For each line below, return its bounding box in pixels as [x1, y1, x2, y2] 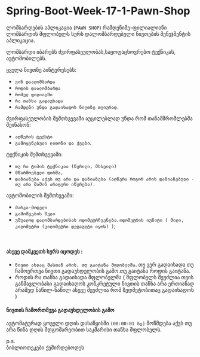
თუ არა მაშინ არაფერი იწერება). [14, 181, 96, 187]
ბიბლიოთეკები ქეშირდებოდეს [6, 344, 85, 351]
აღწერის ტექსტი [14, 133, 53, 140]
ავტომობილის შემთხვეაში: [6, 191, 74, 199]
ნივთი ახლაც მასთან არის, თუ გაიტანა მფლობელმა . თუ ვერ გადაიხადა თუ [14, 261, 194, 268]
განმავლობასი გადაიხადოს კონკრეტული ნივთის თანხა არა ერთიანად [14, 280, 195, 288]
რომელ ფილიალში [14, 91, 53, 97]
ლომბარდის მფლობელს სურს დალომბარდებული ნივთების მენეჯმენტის [6, 30, 191, 37]
